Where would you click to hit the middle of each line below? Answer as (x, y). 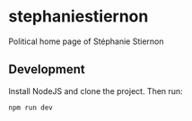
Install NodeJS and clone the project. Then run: (96, 91)
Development (47, 69)
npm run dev (31, 108)
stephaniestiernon (79, 17)
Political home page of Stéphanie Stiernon (86, 41)
